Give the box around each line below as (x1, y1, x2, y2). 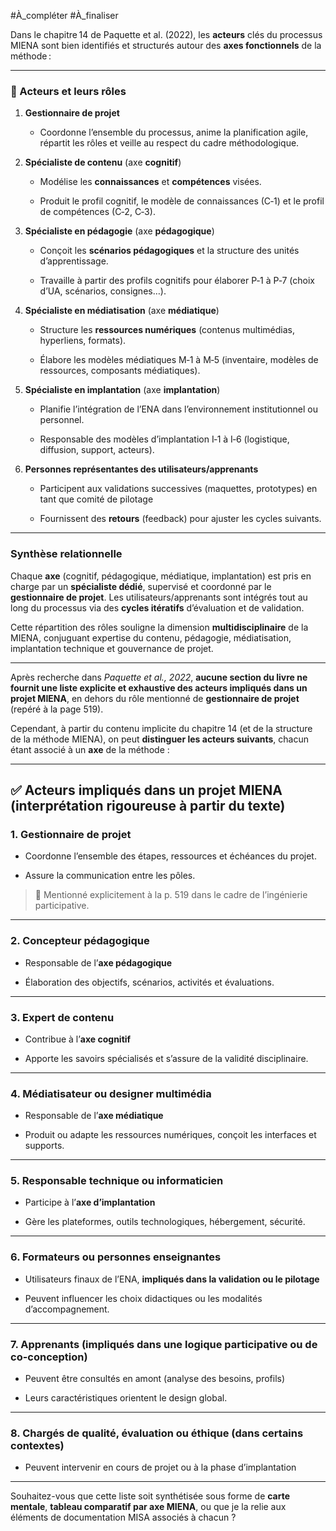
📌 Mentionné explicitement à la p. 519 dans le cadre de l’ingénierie (34, 889, 308, 901)
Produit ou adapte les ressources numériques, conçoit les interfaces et (24, 1129, 317, 1141)
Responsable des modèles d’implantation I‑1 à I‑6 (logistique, (39, 433, 290, 445)
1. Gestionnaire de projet (10, 827, 132, 841)
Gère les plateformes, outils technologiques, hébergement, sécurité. (24, 1216, 306, 1228)
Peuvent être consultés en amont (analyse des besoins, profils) (24, 1373, 286, 1385)
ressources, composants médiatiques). (39, 365, 201, 377)
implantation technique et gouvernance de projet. (10, 642, 214, 654)
